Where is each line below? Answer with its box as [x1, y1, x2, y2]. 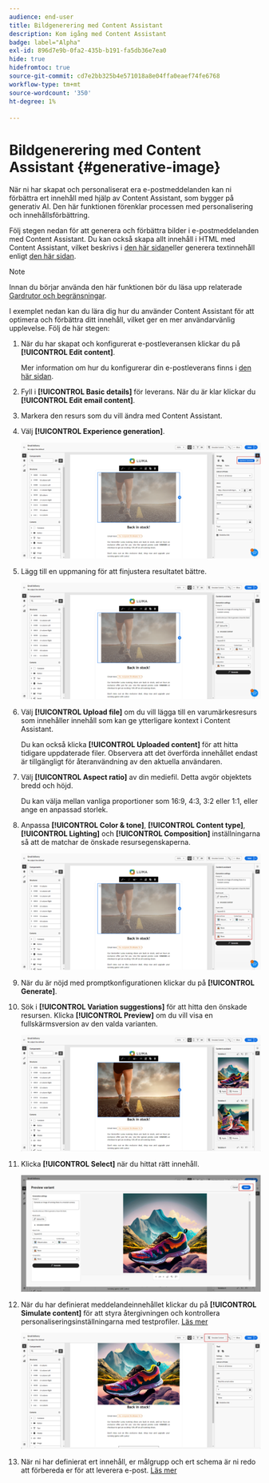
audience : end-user [9, 13, 74, 21]
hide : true [9, 55, 45, 63]
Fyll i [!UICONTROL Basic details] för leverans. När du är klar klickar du [20, 387, 256, 396]
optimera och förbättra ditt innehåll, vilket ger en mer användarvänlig [9, 315, 235, 324]
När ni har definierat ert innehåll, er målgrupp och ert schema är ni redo [20, 1457, 256, 1467]
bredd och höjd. [20, 781, 73, 790]
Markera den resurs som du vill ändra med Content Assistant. [20, 411, 223, 420]
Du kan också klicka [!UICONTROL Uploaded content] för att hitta [20, 739, 239, 749]
